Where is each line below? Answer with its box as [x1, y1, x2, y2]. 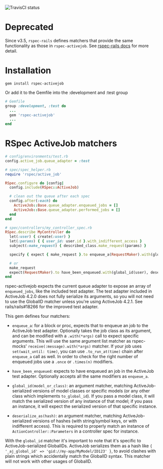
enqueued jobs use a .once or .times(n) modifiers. [12, 359, 114, 365]
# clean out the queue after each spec [9, 194, 90, 199]
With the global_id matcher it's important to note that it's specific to [5, 438, 142, 444]
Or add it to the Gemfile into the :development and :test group [5, 89, 128, 95]
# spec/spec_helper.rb [5, 167, 51, 172]
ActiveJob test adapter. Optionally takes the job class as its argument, [12, 328, 152, 334]
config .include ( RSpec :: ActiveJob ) [9, 185, 79, 190]
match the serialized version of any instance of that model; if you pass [12, 399, 153, 404]
